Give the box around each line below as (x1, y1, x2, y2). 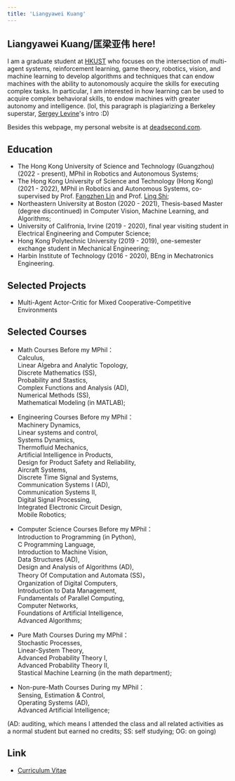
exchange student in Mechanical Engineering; (17, 244, 150, 253)
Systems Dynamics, (17, 435, 75, 444)
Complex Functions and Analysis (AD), (17, 383, 129, 392)
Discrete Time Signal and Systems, (17, 472, 119, 482)
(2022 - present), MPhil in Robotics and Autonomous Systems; (17, 169, 199, 178)
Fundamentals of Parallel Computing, (17, 593, 125, 602)
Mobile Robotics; (17, 510, 67, 519)
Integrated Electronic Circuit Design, (17, 503, 123, 511)
